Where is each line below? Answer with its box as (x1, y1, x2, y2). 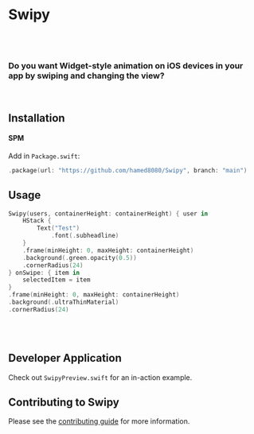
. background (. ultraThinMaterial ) (8, 298, 119, 307)
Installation (8, 111, 65, 125)
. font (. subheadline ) (50, 232, 119, 240)
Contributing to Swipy (8, 395, 119, 409)
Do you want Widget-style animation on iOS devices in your (8, 60, 244, 71)
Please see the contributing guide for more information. (8, 417, 190, 426)
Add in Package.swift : (8, 151, 80, 161)
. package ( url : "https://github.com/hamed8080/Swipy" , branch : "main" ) (8, 166, 248, 174)
